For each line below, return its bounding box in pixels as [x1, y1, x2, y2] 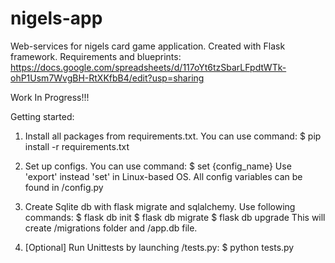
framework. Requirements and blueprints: [10, 50, 182, 62]
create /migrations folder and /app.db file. [24, 222, 198, 234]
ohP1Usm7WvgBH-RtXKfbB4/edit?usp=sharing [10, 72, 205, 84]
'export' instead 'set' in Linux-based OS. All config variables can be [24, 170, 303, 182]
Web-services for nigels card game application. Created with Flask [10, 40, 286, 52]
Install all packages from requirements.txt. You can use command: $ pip [24, 130, 322, 142]
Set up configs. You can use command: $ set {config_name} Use [24, 160, 292, 172]
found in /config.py [24, 181, 104, 193]
